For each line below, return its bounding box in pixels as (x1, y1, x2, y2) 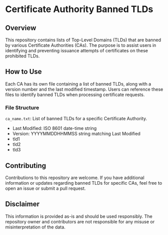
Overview (5, 24, 37, 32)
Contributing (5, 161, 46, 170)
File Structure (5, 104, 39, 111)
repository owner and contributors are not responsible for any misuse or (5, 218, 155, 224)
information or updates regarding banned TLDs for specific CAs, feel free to (5, 180, 162, 186)
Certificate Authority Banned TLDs (5, 4, 153, 15)
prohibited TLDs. (5, 53, 40, 59)
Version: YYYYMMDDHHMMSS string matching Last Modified (12, 131, 141, 137)
